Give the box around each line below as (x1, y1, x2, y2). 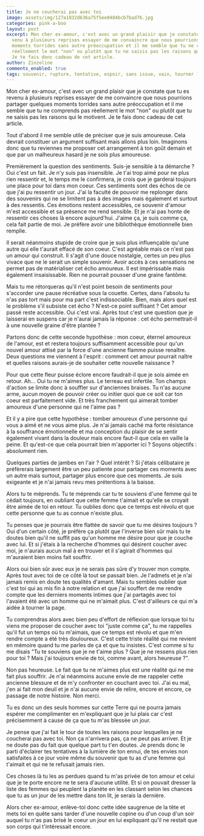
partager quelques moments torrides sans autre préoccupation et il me (6, 101, 183, 108)
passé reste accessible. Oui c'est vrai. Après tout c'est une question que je (6, 309, 193, 316)
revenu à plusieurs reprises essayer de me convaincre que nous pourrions (6, 94, 192, 101)
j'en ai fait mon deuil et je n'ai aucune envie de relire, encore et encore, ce (6, 685, 192, 693)
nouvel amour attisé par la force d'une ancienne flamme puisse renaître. (6, 347, 186, 354)
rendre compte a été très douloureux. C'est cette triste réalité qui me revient (6, 635, 197, 642)
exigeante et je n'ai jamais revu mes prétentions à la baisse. (6, 478, 155, 486)
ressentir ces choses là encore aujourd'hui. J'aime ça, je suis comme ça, (6, 214, 188, 222)
